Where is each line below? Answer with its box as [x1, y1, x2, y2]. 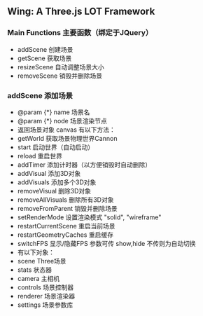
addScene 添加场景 [7, 90, 73, 100]
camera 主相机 [17, 274, 60, 282]
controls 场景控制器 [17, 283, 74, 291]
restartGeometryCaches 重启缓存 [17, 231, 114, 239]
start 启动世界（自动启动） [17, 143, 94, 151]
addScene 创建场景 [17, 45, 73, 53]
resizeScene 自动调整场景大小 [17, 62, 104, 71]
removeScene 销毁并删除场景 [17, 71, 103, 80]
